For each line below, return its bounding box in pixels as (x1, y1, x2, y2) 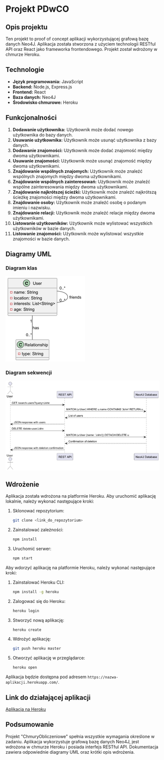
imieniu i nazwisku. (12, 205, 51, 210)
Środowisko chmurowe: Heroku (12, 99, 78, 105)
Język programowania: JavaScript (12, 78, 83, 84)
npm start (12, 555, 33, 561)
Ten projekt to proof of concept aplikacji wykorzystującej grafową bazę (5, 36, 149, 42)
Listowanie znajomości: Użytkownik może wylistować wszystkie (12, 230, 144, 236)
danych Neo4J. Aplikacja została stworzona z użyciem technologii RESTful (5, 41, 156, 47)
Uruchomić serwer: (12, 546, 52, 552)
